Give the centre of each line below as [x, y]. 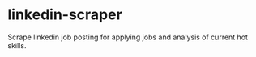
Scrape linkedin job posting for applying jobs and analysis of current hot [128, 37]
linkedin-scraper [65, 15]
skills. [17, 45]
